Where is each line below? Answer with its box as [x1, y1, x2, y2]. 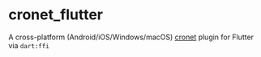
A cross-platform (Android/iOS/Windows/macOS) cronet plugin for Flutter [8, 32, 254, 42]
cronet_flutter [8, 6, 104, 24]
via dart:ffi [8, 40, 50, 50]
